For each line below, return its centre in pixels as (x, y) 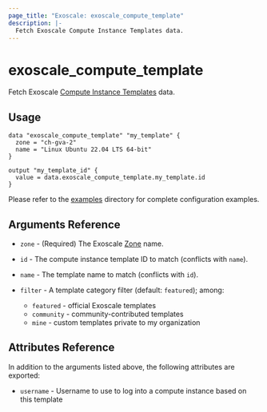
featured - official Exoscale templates (94, 305)
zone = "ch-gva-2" (46, 143)
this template (41, 399)
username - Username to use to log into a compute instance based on (133, 390)
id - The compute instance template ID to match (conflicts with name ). (134, 259)
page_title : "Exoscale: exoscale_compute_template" (96, 16)
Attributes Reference (62, 348)
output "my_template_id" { (53, 171)
